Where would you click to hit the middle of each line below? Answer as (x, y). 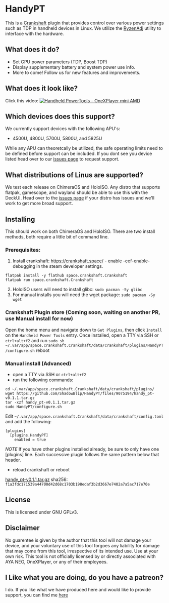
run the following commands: (43, 380)
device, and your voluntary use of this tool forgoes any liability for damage (82, 545)
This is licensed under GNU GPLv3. (42, 512)
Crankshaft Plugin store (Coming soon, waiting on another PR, (83, 312)
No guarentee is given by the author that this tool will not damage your (78, 540)
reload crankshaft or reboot (41, 469)
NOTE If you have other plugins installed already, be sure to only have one (82, 449)
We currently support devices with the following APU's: (63, 129)
